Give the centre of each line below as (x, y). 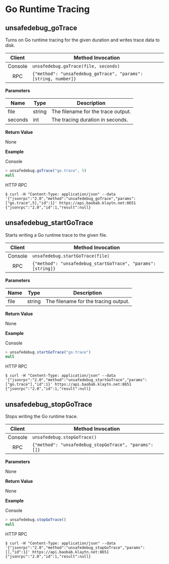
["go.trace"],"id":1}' (29, 384)
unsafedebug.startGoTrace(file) (71, 256)
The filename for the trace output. (91, 112)
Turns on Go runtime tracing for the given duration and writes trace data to (82, 40)
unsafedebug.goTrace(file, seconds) (76, 66)
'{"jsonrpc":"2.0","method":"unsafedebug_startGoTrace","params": (76, 380)
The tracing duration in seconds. (90, 120)
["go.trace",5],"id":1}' (31, 203)
